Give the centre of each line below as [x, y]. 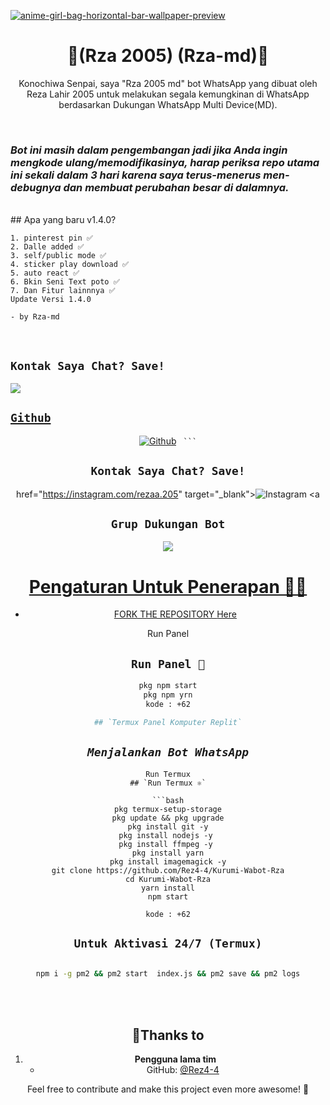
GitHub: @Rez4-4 [183, 1070]
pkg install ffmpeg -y [165, 844]
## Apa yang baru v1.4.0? [63, 220]
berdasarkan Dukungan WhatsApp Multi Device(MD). [168, 104]
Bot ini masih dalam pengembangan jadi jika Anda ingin [149, 150]
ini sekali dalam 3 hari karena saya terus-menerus [136, 175]
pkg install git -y [168, 826]
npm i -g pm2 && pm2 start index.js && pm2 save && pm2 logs [168, 974]
